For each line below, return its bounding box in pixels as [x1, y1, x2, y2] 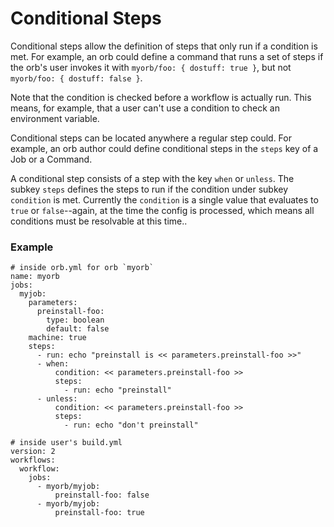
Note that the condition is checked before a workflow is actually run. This [10, 91, 312, 103]
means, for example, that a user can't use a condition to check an [10, 102, 280, 114]
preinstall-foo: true [54, 508, 145, 518]
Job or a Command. [10, 153, 93, 165]
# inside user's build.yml [10, 438, 123, 448]
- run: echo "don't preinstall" [63, 420, 199, 431]
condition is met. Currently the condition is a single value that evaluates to [10, 193, 319, 206]
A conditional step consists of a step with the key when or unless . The [10, 172, 295, 184]
